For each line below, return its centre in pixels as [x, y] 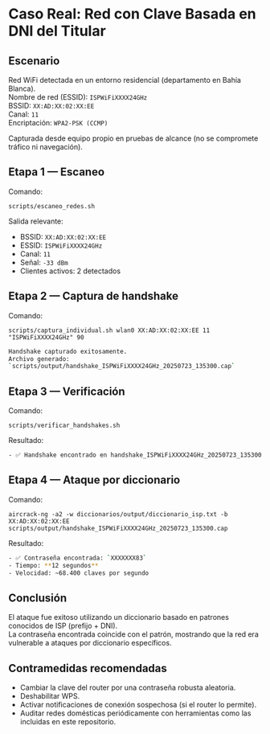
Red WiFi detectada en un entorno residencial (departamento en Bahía [125, 80]
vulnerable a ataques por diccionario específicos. [90, 643]
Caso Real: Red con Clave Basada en [133, 14]
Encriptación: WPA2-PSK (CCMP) [58, 123]
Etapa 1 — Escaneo [57, 172]
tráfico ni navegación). [45, 147]
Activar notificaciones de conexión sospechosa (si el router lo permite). [138, 705]
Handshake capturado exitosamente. [68, 351]
